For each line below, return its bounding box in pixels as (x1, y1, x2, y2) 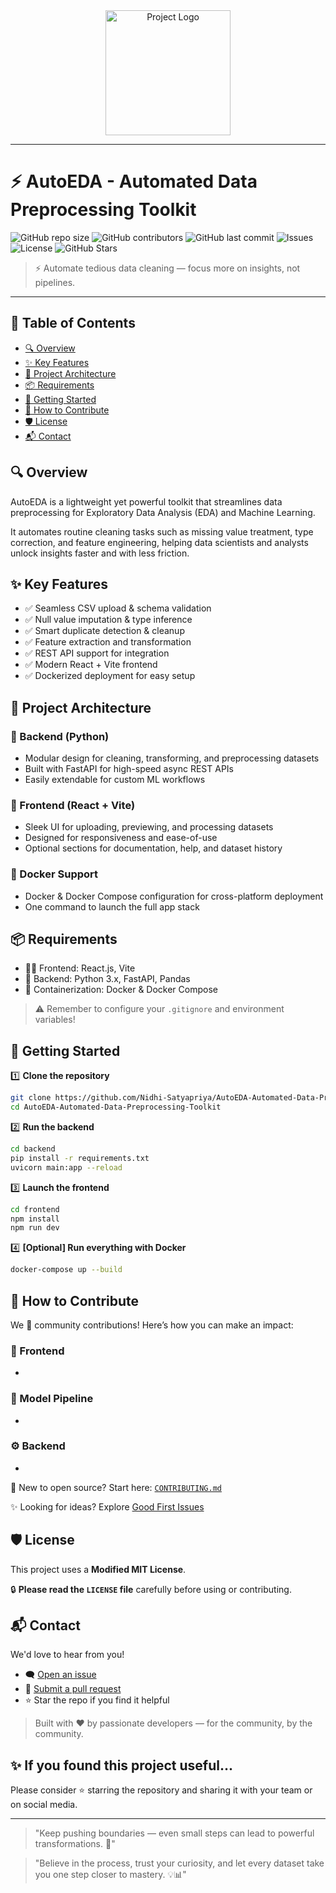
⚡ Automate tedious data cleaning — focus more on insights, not (34, 262, 301, 274)
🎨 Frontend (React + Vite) (10, 798, 136, 812)
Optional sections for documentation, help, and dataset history (24, 842, 283, 854)
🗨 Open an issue (24, 1669, 97, 1681)
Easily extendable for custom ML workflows (24, 774, 206, 786)
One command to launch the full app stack (24, 900, 200, 913)
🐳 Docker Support (10, 867, 99, 881)
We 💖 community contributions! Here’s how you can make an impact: (10, 1319, 294, 1331)
